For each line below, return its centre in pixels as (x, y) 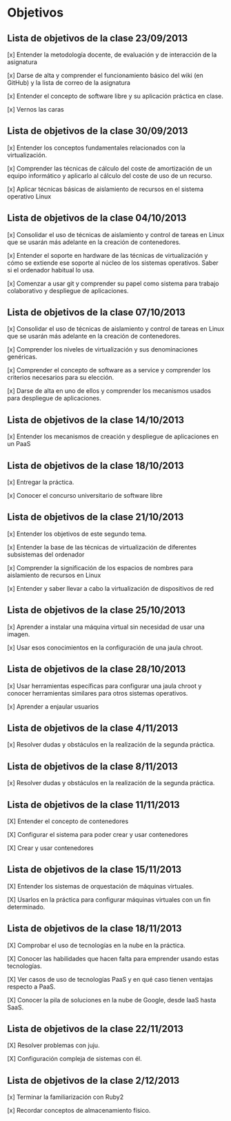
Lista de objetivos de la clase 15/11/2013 (94, 870)
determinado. (26, 907)
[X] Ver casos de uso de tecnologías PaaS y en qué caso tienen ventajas (110, 979)
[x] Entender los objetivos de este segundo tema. (77, 534)
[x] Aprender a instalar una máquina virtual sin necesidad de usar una (106, 627)
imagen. (19, 634)
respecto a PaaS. (31, 987)
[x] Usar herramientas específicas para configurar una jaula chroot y (104, 686)
